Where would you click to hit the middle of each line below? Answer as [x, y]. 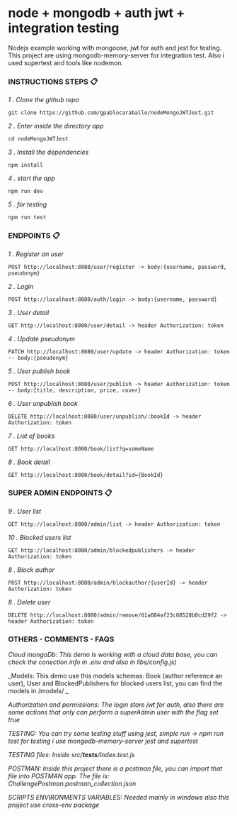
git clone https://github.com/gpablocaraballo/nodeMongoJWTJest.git [111, 113]
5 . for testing [28, 204]
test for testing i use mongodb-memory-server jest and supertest [103, 741]
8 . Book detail [29, 462]
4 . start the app [32, 178]
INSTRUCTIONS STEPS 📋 [53, 82]
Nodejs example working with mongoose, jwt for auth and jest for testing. [115, 48]
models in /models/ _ [39, 691]
